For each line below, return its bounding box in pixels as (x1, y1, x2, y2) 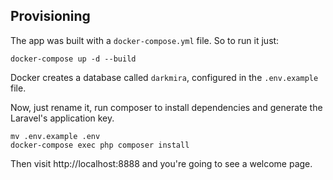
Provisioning (10, 8, 91, 25)
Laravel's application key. (10, 112, 115, 124)
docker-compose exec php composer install (10, 140, 190, 150)
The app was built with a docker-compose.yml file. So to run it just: (10, 34, 280, 46)
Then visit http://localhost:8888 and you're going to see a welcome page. (10, 157, 313, 169)
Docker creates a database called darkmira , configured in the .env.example (10, 71, 319, 83)
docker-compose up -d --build (10, 54, 137, 64)
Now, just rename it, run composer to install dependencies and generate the (10, 101, 323, 113)
